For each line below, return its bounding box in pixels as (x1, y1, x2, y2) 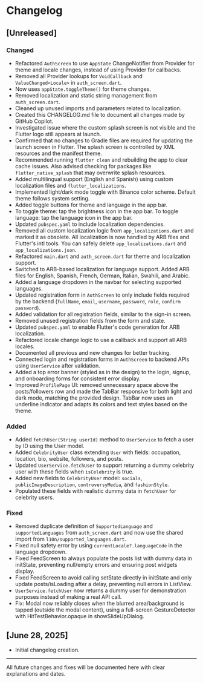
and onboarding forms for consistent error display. (14, 375, 141, 382)
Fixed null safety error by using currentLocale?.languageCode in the (14, 542, 182, 549)
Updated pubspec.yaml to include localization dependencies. (14, 220, 165, 228)
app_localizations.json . (14, 246, 77, 253)
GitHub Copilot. (14, 117, 54, 125)
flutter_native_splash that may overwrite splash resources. (14, 169, 166, 176)
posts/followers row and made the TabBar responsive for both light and (14, 388, 193, 395)
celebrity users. (14, 494, 54, 501)
